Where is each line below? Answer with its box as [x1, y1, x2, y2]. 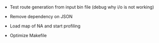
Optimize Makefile [9, 33, 47, 38]
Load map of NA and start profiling [9, 23, 80, 29]
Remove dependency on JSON [9, 14, 73, 19]
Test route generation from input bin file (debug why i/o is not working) [9, 4, 155, 10]
